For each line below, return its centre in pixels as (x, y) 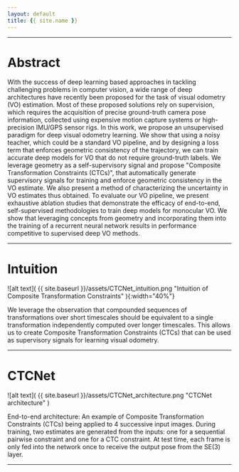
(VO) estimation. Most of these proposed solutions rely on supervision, (111, 105)
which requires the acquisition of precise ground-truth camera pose (107, 112)
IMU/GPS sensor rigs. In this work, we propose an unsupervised (130, 127)
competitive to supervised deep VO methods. (74, 234)
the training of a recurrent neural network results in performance (102, 226)
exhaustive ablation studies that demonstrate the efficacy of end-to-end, (114, 203)
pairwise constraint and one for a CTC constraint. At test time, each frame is (119, 439)
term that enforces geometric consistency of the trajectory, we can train (113, 150)
